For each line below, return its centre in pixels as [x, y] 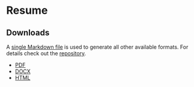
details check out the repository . [46, 53]
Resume [27, 10]
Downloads [28, 33]
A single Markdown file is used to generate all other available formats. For [97, 47]
